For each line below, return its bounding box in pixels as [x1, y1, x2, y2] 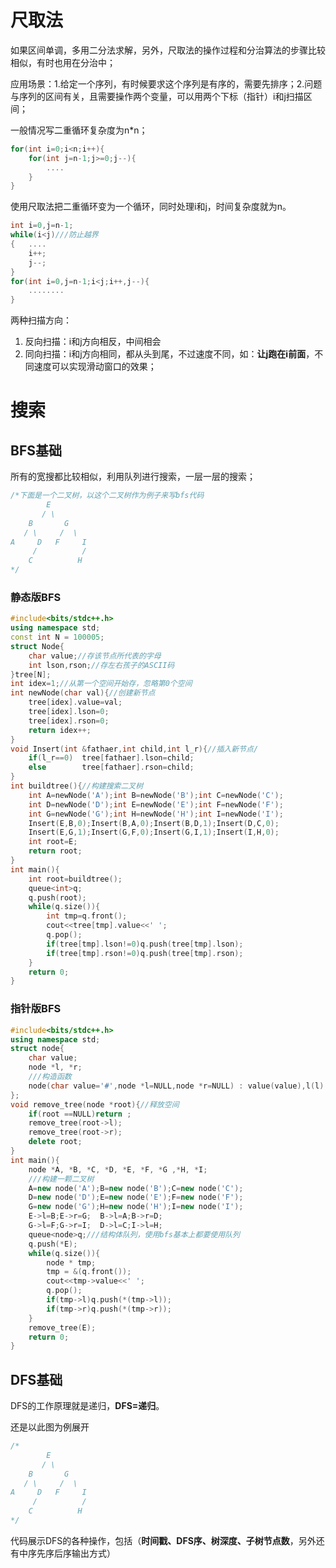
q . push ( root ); [28, 892, 87, 903]
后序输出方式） [53, 1547, 116, 1559]
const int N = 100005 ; [10, 632, 105, 643]
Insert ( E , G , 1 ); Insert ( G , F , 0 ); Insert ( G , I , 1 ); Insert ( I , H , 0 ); [28, 827, 280, 838]
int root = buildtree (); [28, 874, 123, 884]
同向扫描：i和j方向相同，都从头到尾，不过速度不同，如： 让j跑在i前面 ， [24, 348, 315, 360]
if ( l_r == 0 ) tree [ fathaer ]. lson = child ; [28, 753, 195, 763]
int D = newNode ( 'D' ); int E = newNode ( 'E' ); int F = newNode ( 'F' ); [28, 799, 284, 810]
